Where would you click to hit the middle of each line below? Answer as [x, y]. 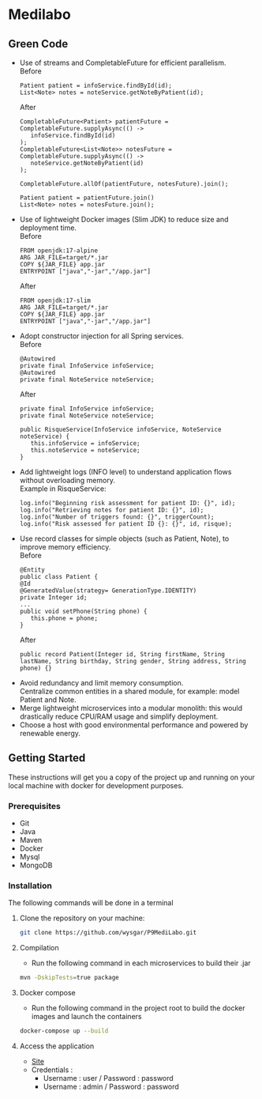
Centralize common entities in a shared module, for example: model [129, 691]
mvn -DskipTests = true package [69, 978]
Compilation [39, 948]
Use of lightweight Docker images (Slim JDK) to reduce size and [124, 219]
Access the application [57, 1046]
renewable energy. [50, 733]
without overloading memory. [67, 480]
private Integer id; [53, 598]
